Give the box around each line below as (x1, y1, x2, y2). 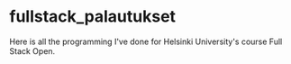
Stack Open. (9, 45, 56, 56)
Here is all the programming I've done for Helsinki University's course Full (9, 36, 283, 47)
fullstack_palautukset (9, 6, 177, 27)
